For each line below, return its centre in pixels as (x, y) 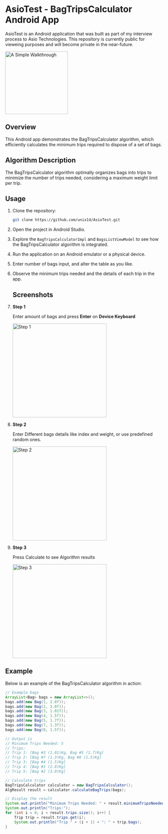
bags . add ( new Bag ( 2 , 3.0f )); (35, 707)
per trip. (13, 183)
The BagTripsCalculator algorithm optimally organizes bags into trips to (78, 172)
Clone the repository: (34, 211)
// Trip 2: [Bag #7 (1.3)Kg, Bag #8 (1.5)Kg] (53, 757)
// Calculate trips (25, 780)
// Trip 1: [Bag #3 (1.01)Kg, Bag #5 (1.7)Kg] (54, 753)
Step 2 (19, 425)
